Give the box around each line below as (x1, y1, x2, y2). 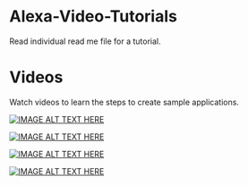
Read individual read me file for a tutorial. (9, 36, 161, 46)
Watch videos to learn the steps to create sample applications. (9, 97, 240, 107)
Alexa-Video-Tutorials (9, 6, 177, 27)
